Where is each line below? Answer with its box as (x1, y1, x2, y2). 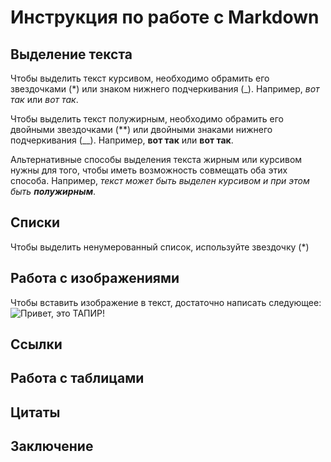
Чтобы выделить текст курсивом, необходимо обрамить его (10, 72, 270, 84)
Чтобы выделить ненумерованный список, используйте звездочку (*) (10, 241, 310, 253)
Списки (10, 214, 61, 231)
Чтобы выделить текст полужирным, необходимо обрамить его (10, 113, 284, 125)
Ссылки (10, 336, 63, 353)
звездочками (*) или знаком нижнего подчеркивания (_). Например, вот (10, 83, 320, 95)
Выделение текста (10, 46, 133, 63)
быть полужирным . (10, 186, 97, 197)
